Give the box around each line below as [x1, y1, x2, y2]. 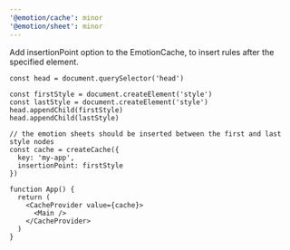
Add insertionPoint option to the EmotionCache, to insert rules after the [9, 46, 275, 57]
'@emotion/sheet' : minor [9, 22, 103, 31]
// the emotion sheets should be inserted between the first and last [9, 129, 282, 139]
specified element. [9, 56, 79, 67]
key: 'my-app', [17, 153, 75, 162]
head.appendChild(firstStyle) [9, 105, 124, 114]
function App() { [9, 185, 75, 194]
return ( [17, 192, 51, 202]
